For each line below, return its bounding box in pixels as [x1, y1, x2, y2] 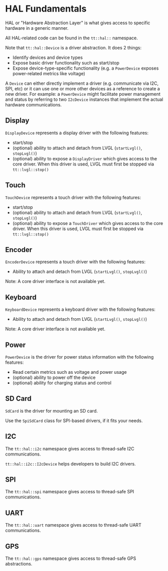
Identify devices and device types [12, 54, 83, 61]
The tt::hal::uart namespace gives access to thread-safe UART [5, 522, 142, 528]
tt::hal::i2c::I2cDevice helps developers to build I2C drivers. [5, 461, 136, 467]
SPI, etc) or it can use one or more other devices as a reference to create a [5, 85, 160, 91]
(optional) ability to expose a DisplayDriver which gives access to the [12, 155, 157, 161]
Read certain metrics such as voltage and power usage [12, 369, 127, 375]
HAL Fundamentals [5, 3, 87, 15]
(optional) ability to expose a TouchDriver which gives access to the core [12, 220, 163, 226]
